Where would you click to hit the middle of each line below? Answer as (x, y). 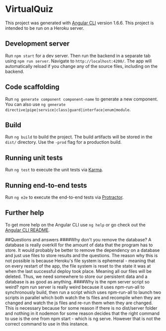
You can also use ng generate (35, 104)
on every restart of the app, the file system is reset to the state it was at (78, 266)
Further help (25, 213)
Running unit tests (34, 158)
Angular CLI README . (28, 230)
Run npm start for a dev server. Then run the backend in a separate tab (78, 55)
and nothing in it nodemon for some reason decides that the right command (83, 313)
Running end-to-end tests (46, 185)
